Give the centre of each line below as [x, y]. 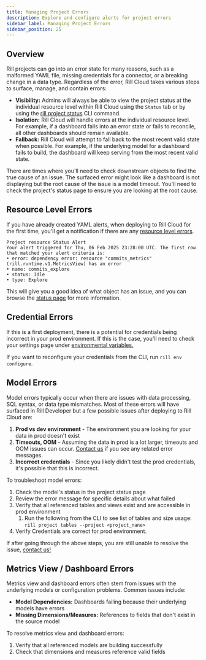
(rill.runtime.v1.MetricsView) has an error [64, 264]
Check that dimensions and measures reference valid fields [90, 652]
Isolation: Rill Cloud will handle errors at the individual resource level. [103, 120]
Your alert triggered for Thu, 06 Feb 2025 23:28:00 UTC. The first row [101, 247]
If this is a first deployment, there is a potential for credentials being [92, 332]
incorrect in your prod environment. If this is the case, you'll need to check [101, 338]
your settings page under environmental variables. [70, 345]
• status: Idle [26, 274]
